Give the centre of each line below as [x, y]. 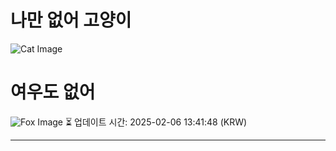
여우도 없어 [53, 92]
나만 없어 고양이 [71, 20]
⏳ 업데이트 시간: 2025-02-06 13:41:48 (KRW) [156, 122]
